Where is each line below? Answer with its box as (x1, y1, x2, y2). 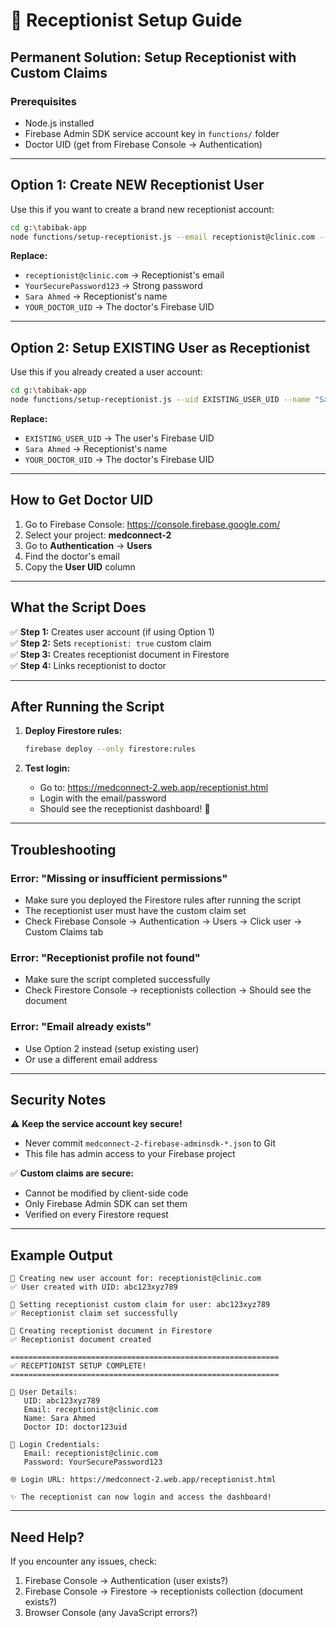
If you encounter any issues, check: (10, 1555, 158, 1568)
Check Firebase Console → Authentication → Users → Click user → (24, 915, 303, 927)
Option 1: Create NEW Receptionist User (10, 177, 265, 194)
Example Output (10, 1247, 113, 1264)
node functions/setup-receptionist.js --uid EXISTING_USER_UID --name (10, 395, 311, 405)
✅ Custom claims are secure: (10, 1167, 134, 1179)
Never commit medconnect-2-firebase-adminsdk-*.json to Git (24, 1137, 277, 1149)
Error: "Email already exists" (10, 1020, 152, 1034)
